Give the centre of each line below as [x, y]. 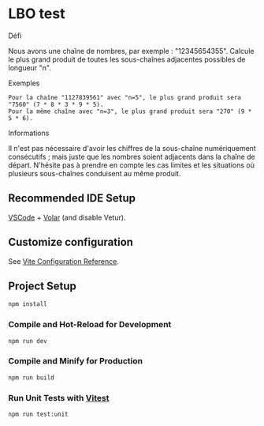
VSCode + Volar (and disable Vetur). [67, 217]
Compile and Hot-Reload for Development [90, 325]
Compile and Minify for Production [76, 361]
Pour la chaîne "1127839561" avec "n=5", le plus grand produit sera [125, 97]
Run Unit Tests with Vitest [59, 398]
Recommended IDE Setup [72, 198]
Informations [29, 133]
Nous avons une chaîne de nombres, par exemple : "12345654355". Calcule [131, 51]
